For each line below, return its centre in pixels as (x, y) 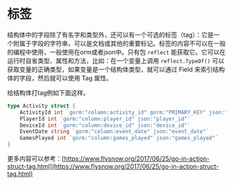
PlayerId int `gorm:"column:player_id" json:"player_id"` (105, 118)
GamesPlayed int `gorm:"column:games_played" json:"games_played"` (119, 138)
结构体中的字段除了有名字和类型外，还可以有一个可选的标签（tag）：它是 (111, 35)
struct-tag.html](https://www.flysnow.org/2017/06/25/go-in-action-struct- (113, 166)
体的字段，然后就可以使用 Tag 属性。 (60, 78)
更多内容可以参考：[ (36, 159)
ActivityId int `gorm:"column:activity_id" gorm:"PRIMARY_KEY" (113, 112)
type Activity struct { (42, 106)
